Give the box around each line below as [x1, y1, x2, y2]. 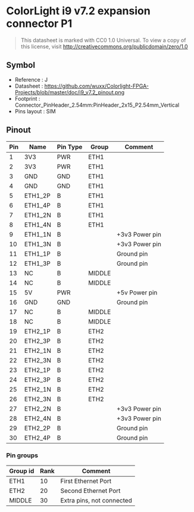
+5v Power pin [117, 288, 158, 296]
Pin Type [57, 142, 83, 151]
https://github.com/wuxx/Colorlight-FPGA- [44, 82, 149, 89]
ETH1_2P [24, 191, 51, 200]
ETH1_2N [24, 210, 52, 219]
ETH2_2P [24, 424, 51, 432]
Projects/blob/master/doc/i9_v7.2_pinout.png [14, 88, 125, 96]
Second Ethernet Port [60, 486, 121, 495]
